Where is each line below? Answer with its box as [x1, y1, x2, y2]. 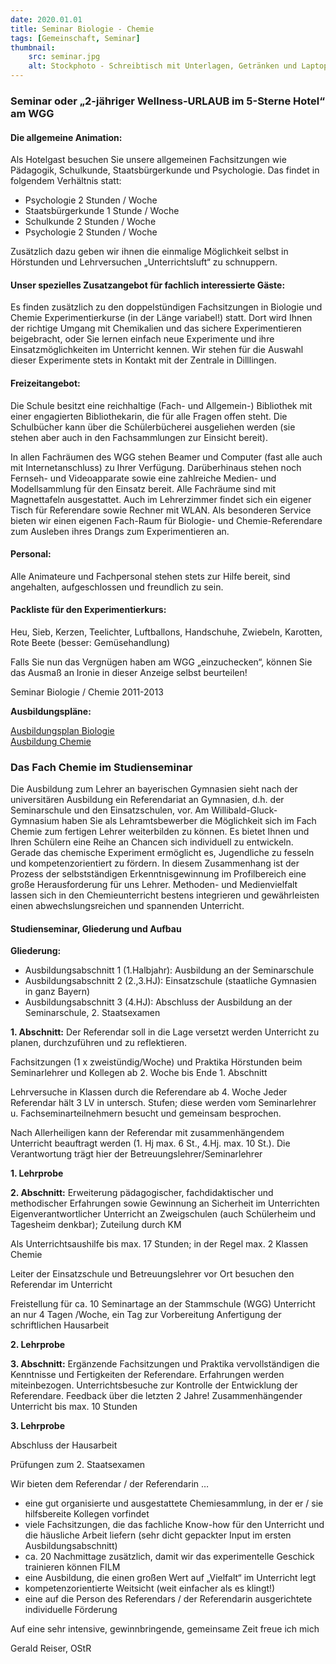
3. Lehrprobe [10, 1420, 66, 1432]
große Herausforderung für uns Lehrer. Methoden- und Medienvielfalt [10, 879, 298, 891]
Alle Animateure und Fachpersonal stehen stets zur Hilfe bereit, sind [10, 570, 291, 582]
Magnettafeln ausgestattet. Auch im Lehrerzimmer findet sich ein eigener [10, 493, 312, 505]
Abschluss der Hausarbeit [10, 1439, 118, 1451]
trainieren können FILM [24, 1561, 121, 1573]
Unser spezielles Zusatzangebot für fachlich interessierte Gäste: [10, 279, 286, 291]
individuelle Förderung [24, 1604, 118, 1616]
